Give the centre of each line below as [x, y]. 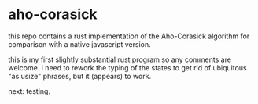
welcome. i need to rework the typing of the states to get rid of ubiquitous [128, 67]
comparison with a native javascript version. [79, 44]
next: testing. [29, 91]
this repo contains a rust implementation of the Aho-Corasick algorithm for [129, 36]
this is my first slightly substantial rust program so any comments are [120, 59]
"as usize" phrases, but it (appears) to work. [80, 76]
